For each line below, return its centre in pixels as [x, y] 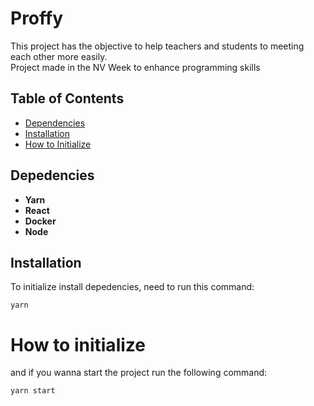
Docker [40, 221]
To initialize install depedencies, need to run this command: [132, 287]
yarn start [33, 391]
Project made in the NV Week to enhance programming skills [135, 67]
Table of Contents [67, 98]
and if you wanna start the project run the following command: [139, 373]
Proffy [37, 18]
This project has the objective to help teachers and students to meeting [157, 46]
